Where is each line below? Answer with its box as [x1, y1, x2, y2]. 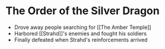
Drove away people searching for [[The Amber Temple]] [14, 24, 152, 31]
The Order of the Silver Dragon [5, 4, 160, 18]
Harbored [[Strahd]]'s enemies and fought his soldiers [14, 30, 147, 37]
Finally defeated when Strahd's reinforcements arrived [14, 36, 148, 43]
